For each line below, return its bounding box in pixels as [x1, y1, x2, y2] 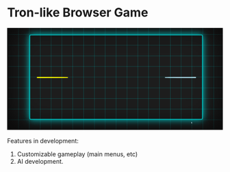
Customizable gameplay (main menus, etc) [16, 150, 138, 158]
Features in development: [7, 137, 79, 145]
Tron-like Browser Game [7, 5, 149, 21]
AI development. [16, 158, 64, 166]
